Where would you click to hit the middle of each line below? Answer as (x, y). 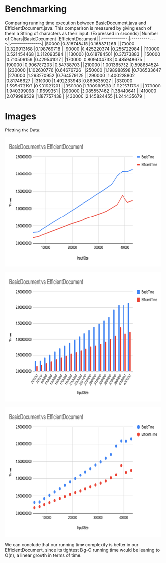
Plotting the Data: (23, 130)
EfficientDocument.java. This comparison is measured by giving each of (78, 28)
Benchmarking (36, 9)
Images (21, 116)
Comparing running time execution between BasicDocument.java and (76, 23)
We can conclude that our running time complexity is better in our (72, 544)
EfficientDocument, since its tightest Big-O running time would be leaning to (82, 550)
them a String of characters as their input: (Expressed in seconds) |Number (82, 33)
